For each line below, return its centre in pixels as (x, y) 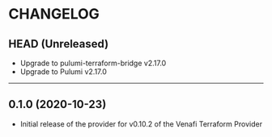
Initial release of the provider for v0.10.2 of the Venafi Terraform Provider (141, 124)
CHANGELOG (54, 14)
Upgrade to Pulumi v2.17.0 (64, 72)
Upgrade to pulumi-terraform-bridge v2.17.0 (93, 63)
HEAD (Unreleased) (59, 44)
